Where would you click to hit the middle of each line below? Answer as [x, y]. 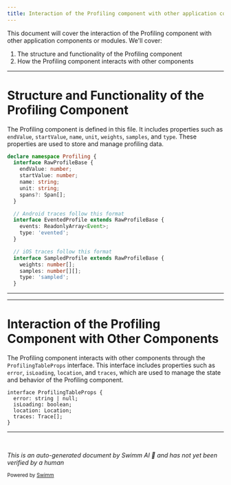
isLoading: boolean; [43, 405]
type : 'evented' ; [44, 233]
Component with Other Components [113, 339]
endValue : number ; [46, 169]
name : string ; [40, 182]
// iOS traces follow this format [63, 251]
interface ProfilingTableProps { [55, 393]
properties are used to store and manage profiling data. [85, 144]
